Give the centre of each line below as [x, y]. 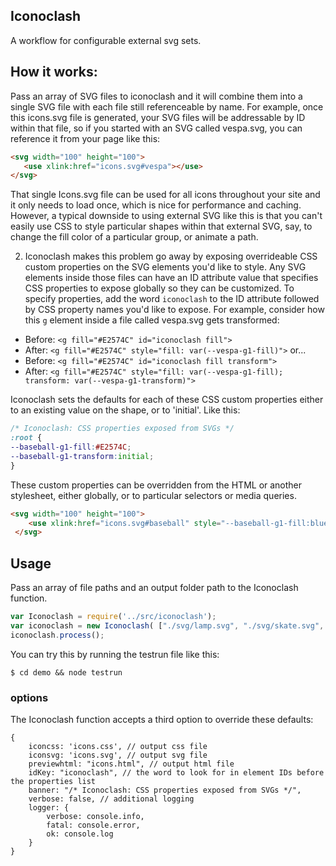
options [29, 697]
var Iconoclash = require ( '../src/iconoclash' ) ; [113, 617]
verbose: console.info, [95, 816]
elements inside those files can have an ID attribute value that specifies [171, 278]
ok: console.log [80, 834]
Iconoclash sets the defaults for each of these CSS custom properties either [167, 400]
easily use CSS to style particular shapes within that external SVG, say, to [161, 226]
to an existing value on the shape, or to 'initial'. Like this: [125, 410]
